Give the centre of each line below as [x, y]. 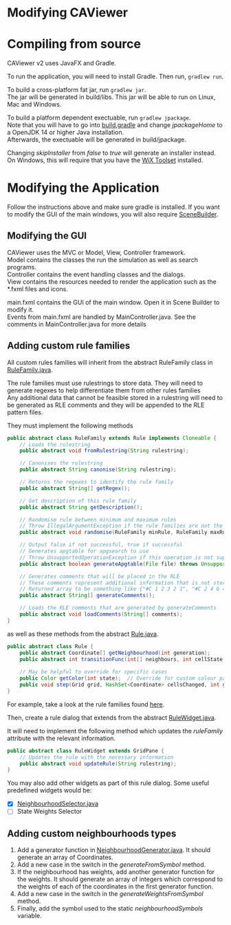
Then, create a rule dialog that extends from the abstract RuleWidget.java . [112, 717]
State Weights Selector [49, 812]
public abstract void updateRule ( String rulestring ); [98, 764]
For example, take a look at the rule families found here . [86, 704]
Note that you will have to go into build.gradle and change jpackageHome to [115, 125]
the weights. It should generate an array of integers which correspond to [120, 879]
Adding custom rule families [69, 346]
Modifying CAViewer [68, 13]
